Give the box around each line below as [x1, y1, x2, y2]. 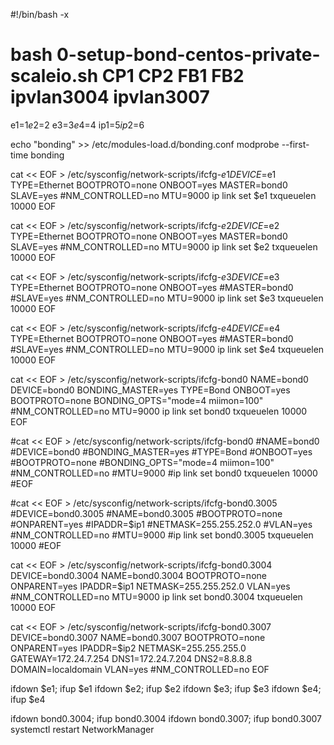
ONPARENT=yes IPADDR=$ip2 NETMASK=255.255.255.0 [10, 642, 247, 654]
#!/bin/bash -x [10, 9, 70, 20]
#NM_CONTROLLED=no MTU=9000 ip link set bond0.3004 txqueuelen [10, 590, 303, 603]
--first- [281, 138, 310, 150]
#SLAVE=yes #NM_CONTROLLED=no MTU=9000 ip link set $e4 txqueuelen [10, 343, 325, 355]
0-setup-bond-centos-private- [56, 44, 321, 66]
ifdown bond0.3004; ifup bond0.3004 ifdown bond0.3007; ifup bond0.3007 [10, 712, 323, 724]
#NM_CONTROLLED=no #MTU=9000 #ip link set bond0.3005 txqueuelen [10, 529, 314, 541]
